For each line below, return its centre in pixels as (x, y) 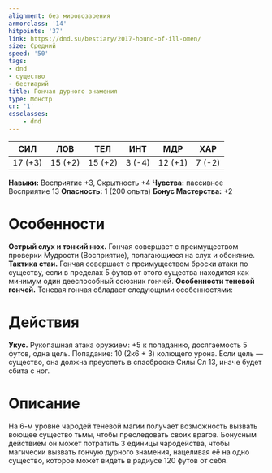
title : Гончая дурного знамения (63, 91)
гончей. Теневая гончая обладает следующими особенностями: (121, 290)
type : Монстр (30, 99)
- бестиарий (28, 84)
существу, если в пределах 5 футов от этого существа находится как (129, 272)
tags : (17, 62)
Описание (44, 403)
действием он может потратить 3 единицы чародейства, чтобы (119, 443)
